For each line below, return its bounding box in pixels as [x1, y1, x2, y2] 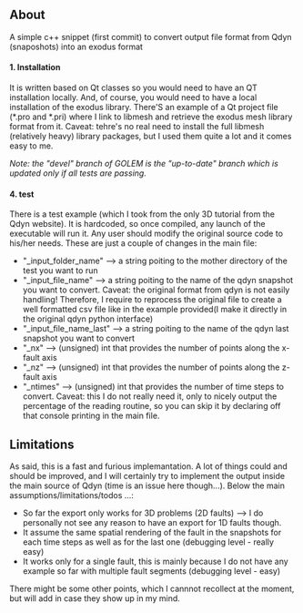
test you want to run [22, 265, 98, 276]
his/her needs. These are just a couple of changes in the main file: [9, 238, 258, 249]
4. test [9, 189, 35, 199]
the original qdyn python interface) [22, 313, 154, 324]
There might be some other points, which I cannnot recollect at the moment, [9, 583, 295, 595]
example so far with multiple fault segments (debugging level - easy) [22, 566, 281, 577]
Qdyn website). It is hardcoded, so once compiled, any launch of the [9, 219, 266, 230]
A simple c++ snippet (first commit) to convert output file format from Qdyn [9, 31, 293, 42]
